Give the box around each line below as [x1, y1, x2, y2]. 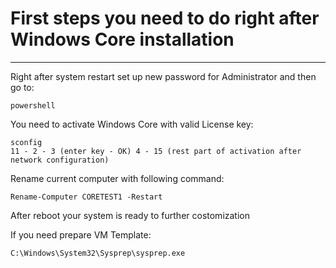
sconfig [10, 137, 43, 147]
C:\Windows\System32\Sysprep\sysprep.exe [10, 248, 186, 258]
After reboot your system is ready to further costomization [10, 209, 251, 221]
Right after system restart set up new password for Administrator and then [10, 70, 317, 82]
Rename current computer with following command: [10, 172, 225, 184]
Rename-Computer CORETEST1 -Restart [10, 192, 163, 202]
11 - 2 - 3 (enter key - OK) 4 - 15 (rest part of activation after [10, 146, 302, 156]
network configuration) [10, 155, 110, 165]
